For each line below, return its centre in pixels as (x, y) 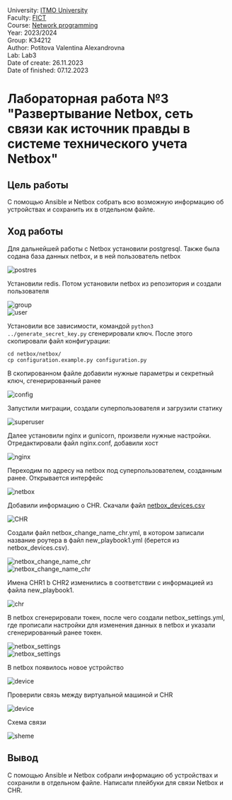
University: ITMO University (48, 10)
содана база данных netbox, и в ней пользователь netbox (94, 256)
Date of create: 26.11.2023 (45, 63)
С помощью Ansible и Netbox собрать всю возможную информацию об (116, 202)
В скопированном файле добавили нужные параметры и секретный (111, 373)
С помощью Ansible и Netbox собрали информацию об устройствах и (112, 775)
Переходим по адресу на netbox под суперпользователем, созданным (115, 470)
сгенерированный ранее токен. (55, 633)
